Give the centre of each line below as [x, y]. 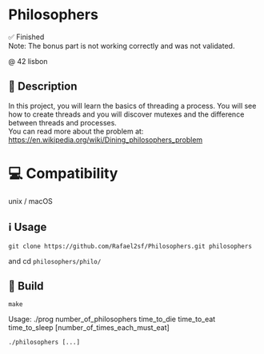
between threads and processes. [63, 122]
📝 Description [43, 87]
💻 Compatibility [63, 173]
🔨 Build [26, 286]
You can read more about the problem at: [76, 131]
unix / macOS [31, 201]
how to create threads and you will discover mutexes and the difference [126, 114]
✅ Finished [26, 37]
